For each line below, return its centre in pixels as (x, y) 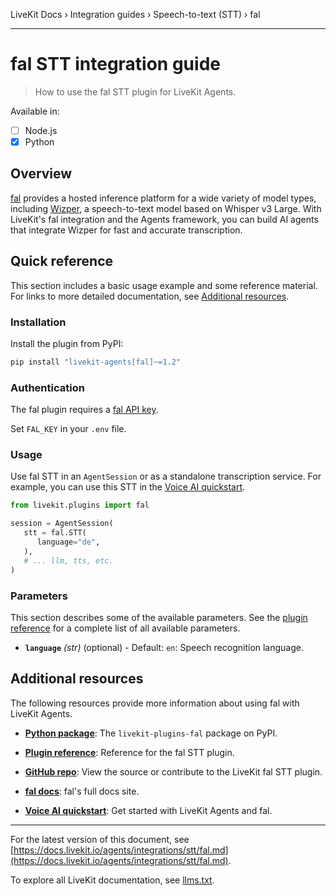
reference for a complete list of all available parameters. (125, 628)
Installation (38, 322)
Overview (41, 174)
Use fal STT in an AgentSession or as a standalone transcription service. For (166, 476)
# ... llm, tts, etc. (68, 560)
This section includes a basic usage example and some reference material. (164, 285)
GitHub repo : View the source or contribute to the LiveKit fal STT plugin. (173, 771)
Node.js (41, 130)
